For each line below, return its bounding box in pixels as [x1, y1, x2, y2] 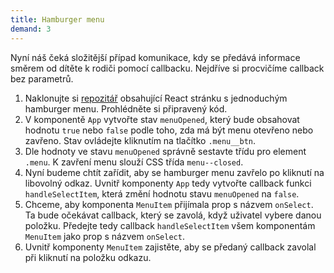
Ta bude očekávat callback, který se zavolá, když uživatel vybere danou [24, 209, 322, 221]
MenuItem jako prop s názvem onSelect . [24, 230, 185, 242]
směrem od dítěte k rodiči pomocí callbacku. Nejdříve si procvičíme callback [10, 62, 325, 74]
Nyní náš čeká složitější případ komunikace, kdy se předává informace [10, 51, 301, 63]
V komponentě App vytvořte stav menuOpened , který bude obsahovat [24, 113, 300, 125]
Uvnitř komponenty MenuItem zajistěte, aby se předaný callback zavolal [24, 241, 317, 253]
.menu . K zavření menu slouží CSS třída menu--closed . [24, 156, 244, 168]
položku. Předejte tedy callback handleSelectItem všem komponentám [24, 219, 316, 231]
